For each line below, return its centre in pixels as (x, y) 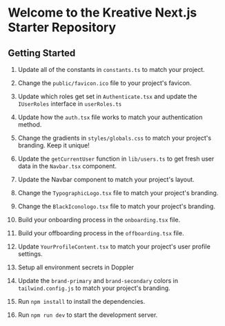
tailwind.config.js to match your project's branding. (94, 288)
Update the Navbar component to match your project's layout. (106, 179)
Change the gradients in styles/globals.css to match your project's (115, 138)
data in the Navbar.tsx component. (67, 166)
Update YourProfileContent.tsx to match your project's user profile (114, 246)
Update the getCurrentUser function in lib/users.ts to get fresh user (116, 159)
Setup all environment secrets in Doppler (76, 267)
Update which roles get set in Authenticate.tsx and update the (107, 96)
